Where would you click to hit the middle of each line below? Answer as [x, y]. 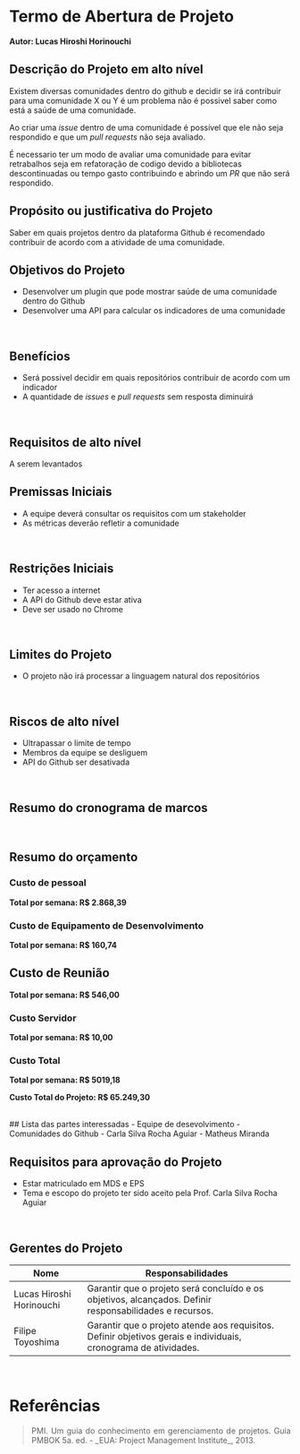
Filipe [25, 1331]
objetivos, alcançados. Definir [149, 1300]
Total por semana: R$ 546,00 [65, 995]
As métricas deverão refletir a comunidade [101, 523]
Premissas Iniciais [61, 492]
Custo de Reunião [59, 973]
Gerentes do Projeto [66, 1248]
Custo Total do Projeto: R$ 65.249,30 [79, 1098]
